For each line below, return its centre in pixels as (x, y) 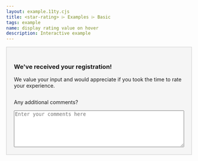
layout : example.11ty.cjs (38, 11)
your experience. (34, 86)
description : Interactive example (49, 33)
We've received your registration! (63, 67)
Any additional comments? (46, 102)
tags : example (24, 22)
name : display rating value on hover (52, 28)
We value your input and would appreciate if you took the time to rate (98, 79)
